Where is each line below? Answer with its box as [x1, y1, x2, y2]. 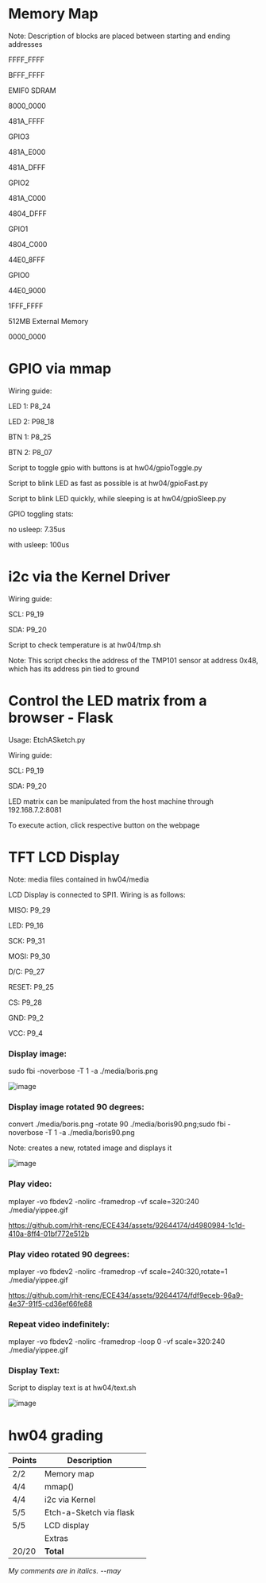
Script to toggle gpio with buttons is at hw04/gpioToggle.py [8, 462, 202, 473]
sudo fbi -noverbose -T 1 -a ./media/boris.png [8, 1066, 159, 1075]
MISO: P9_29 [8, 905, 51, 914]
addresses [8, 39, 43, 48]
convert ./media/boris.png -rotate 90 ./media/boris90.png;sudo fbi [8, 1119, 226, 1129]
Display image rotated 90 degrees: [8, 1101, 145, 1112]
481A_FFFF [8, 116, 45, 125]
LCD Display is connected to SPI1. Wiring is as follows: [8, 890, 186, 899]
